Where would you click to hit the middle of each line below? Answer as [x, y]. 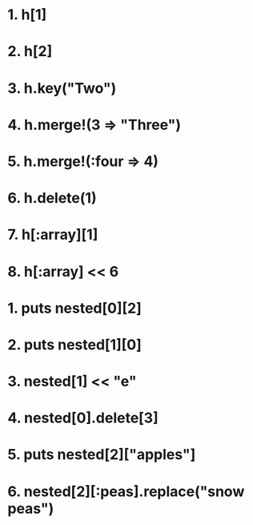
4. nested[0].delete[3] [83, 418]
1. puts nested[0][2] [74, 308]
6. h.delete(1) [52, 198]
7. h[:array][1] [53, 235]
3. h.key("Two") [62, 88]
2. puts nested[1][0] [74, 344]
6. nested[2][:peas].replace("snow [126, 491]
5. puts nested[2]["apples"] [102, 455]
